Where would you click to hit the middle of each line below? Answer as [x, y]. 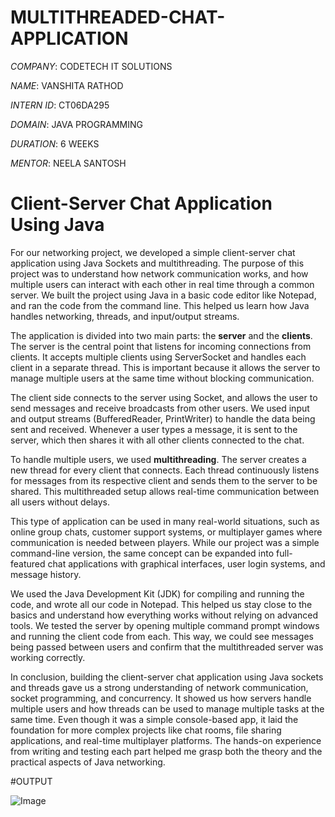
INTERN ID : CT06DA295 [60, 105]
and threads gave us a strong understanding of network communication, [159, 687]
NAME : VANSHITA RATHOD [67, 85]
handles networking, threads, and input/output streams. [125, 316]
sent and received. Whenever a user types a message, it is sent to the [154, 429]
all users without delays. [60, 502]
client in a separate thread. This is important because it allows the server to [165, 367]
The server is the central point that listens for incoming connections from [161, 346]
